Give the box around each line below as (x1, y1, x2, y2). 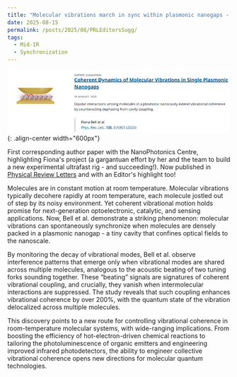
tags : (7, 34, 23, 41)
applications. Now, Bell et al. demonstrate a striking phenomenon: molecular (7, 214, 229, 223)
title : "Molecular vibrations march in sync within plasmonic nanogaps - (7, 11, 230, 18)
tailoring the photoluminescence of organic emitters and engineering (7, 340, 207, 348)
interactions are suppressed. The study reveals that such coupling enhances (7, 288, 231, 296)
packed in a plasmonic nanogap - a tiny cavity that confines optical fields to (7, 229, 229, 238)
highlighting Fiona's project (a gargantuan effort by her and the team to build (7, 156, 231, 164)
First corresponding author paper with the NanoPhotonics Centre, (7, 148, 200, 156)
